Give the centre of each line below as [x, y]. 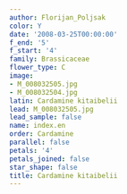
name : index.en [38, 126]
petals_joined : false [50, 159]
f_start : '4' [34, 51]
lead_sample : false [46, 117]
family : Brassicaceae [50, 59]
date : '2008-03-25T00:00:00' [63, 34]
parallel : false [39, 142]
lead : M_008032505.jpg [51, 109]
